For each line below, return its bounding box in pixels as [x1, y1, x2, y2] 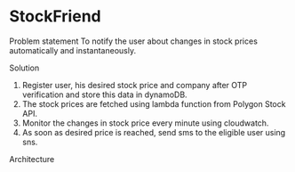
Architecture [9, 153, 55, 164]
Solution [9, 62, 40, 73]
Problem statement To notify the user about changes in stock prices [9, 36, 258, 46]
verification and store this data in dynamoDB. [21, 89, 188, 100]
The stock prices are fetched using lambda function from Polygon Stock [21, 98, 286, 109]
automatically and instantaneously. [9, 45, 136, 55]
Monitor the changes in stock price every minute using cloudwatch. [21, 118, 269, 128]
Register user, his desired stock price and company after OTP [21, 79, 248, 90]
